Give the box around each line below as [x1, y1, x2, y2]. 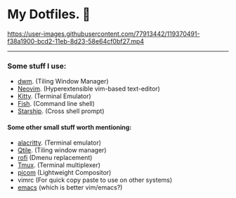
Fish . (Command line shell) [17, 100, 95, 108]
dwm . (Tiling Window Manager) [17, 77, 109, 86]
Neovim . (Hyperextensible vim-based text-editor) [17, 84, 160, 93]
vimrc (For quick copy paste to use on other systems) [17, 176, 173, 185]
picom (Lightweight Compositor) [17, 169, 112, 177]
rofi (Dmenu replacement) [17, 154, 93, 162]
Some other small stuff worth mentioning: [7, 123, 132, 131]
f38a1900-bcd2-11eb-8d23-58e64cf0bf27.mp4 [7, 37, 145, 45]
